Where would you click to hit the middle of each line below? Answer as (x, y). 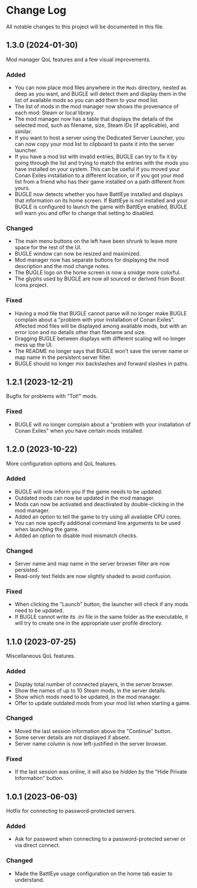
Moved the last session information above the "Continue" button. (93, 731)
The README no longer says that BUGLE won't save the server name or (102, 351)
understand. (29, 880)
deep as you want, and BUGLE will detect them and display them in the (100, 94)
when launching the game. (47, 529)
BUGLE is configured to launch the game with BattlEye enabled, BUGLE (101, 207)
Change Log (36, 10)
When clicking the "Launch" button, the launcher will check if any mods (101, 604)
